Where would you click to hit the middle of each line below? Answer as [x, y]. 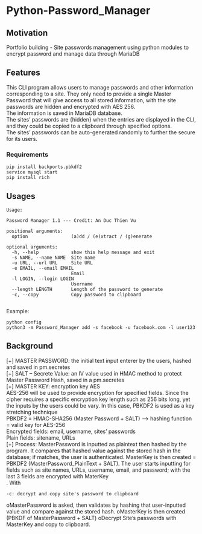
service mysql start [32, 172]
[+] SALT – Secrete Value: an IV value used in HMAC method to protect [94, 373]
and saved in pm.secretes [38, 367]
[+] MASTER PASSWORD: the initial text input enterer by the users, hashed [99, 360]
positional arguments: [35, 231]
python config [24, 322]
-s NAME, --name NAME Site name [54, 258]
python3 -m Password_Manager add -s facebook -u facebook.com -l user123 [101, 327]
